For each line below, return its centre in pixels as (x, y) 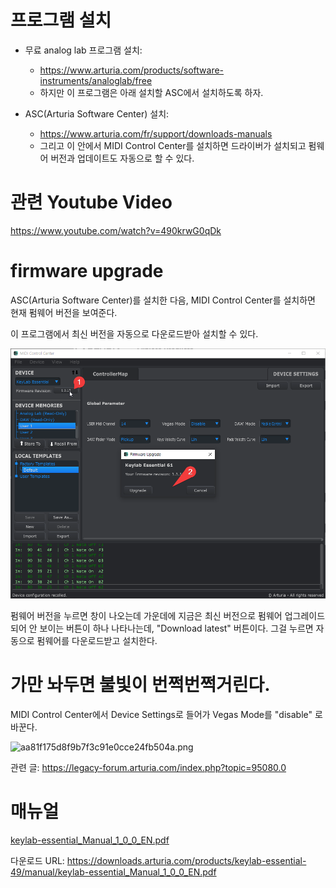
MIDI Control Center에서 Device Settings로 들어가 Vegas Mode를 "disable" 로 (166, 715)
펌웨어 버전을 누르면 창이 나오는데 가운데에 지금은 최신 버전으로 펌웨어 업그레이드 (168, 616)
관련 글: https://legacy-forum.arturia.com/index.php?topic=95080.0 (148, 768)
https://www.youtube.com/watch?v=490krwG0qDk (116, 230)
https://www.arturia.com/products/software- (132, 70)
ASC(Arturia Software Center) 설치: (97, 113)
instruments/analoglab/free (96, 80)
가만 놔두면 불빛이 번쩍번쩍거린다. (140, 685)
